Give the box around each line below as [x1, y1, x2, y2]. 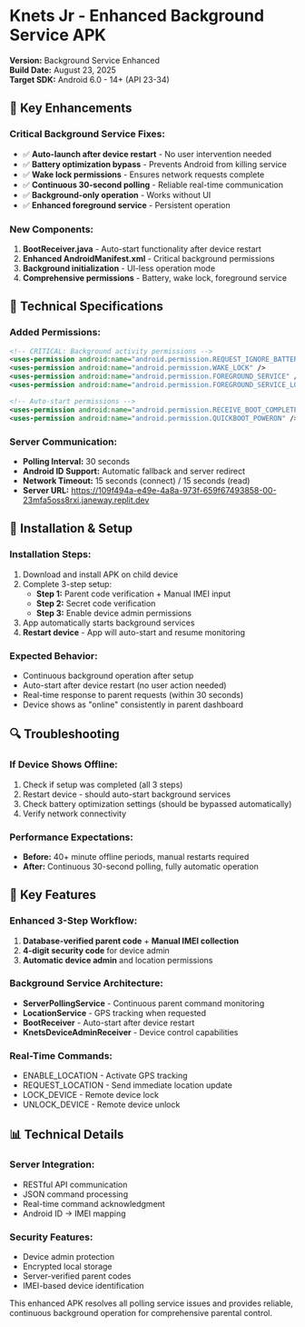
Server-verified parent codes [22, 1271, 132, 1282]
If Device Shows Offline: [9, 758, 118, 771]
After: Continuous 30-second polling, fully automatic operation [22, 861, 259, 872]
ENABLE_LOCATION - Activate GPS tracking [22, 1070, 188, 1082]
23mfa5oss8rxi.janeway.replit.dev [22, 494, 150, 505]
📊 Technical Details [9, 1126, 124, 1142]
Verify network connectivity [22, 808, 127, 819]
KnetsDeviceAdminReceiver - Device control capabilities [22, 1026, 239, 1037]
